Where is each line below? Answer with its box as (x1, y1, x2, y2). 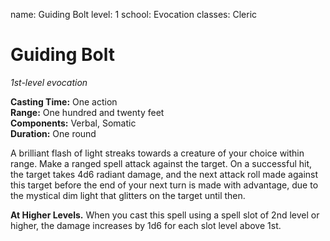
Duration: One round (10, 127, 97, 139)
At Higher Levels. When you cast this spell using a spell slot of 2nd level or (10, 209, 320, 221)
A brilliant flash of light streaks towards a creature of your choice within (10, 147, 305, 159)
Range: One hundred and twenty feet (10, 106, 165, 118)
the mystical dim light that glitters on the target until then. (10, 189, 246, 201)
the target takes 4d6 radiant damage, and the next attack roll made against (10, 168, 319, 180)
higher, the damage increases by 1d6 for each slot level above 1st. (10, 219, 282, 231)
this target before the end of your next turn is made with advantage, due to (10, 179, 319, 191)
